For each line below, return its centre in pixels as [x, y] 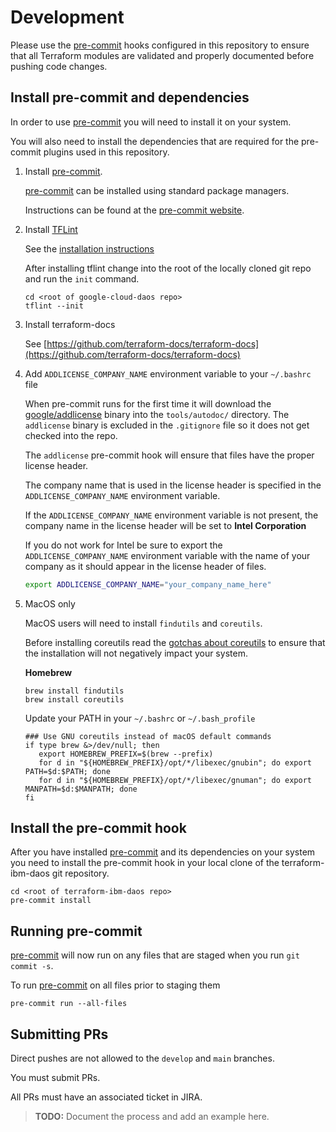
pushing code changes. [59, 66]
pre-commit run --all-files [69, 1004]
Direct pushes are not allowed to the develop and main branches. [142, 1058]
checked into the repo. [71, 435]
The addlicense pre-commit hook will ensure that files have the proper [169, 455]
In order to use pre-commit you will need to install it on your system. [151, 122]
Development [67, 17]
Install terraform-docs [70, 324]
